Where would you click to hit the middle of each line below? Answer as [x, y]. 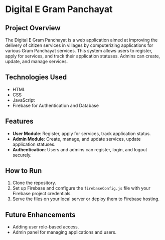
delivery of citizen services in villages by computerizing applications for [79, 45]
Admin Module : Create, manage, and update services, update [76, 139]
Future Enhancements [41, 215]
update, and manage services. [37, 61]
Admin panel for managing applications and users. [64, 232]
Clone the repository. [34, 183]
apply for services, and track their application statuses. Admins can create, [83, 56]
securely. [22, 155]
